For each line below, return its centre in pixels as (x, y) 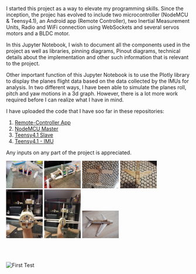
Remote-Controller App (43, 122)
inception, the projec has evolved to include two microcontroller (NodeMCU (97, 15)
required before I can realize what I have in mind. (65, 100)
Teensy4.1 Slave (34, 135)
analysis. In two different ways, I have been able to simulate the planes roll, (96, 87)
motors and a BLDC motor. (38, 33)
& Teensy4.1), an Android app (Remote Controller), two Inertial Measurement (98, 21)
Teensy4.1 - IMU (34, 141)
